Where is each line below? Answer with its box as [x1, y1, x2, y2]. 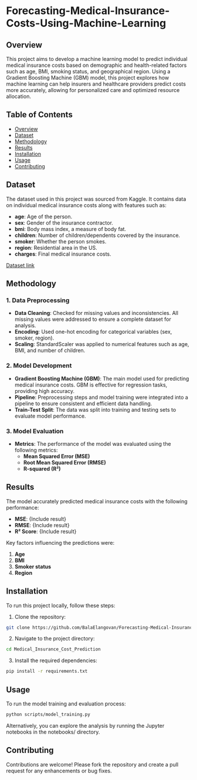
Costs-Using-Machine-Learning [6, 16, 167, 30]
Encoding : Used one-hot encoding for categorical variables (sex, [14, 328, 172, 335]
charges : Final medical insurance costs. [14, 250, 111, 257]
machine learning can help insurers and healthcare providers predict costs [6, 80, 186, 87]
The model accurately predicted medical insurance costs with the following [6, 497, 188, 505]
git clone [6, 625, 30, 630]
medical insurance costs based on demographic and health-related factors [6, 62, 187, 69]
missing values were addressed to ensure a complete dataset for [14, 316, 171, 323]
